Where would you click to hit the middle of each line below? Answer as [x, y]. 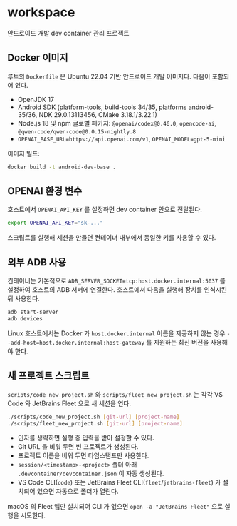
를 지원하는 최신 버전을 [177, 342]
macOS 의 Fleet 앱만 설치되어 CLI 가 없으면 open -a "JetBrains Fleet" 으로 [115, 507]
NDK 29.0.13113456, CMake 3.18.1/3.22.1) [98, 114]
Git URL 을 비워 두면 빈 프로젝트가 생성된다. [78, 447]
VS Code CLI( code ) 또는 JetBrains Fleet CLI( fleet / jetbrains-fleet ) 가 [119, 482]
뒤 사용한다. [24, 299]
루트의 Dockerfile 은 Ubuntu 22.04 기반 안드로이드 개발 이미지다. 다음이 [109, 76]
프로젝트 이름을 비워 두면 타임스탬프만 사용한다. [83, 456]
